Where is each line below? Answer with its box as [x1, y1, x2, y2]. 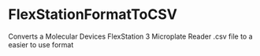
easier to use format [8, 39, 74, 49]
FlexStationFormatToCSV [8, 6, 177, 24]
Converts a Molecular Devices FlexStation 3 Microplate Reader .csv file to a [8, 32, 254, 41]
